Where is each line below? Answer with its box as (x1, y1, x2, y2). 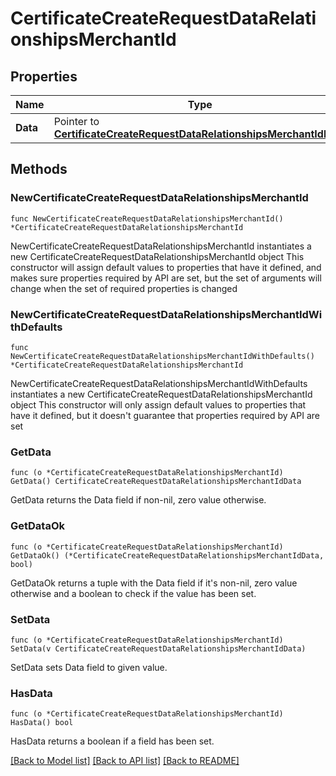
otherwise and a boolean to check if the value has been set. (10, 587, 257, 599)
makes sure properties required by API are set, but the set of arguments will (10, 272, 322, 284)
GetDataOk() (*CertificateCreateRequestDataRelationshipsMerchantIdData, (10, 550, 325, 561)
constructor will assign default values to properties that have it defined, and (10, 261, 322, 273)
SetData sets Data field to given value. (10, 661, 168, 673)
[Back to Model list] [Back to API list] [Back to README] (10, 755, 240, 767)
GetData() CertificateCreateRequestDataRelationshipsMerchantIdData (10, 477, 302, 487)
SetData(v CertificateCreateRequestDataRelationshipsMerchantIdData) (10, 643, 307, 654)
